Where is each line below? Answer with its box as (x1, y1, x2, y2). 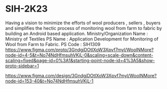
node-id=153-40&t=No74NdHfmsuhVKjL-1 (5, 78, 94, 84)
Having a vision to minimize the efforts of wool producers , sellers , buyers (5, 20, 161, 26)
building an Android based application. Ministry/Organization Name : (5, 30, 148, 36)
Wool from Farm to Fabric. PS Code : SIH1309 (5, 41, 101, 47)
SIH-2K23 (5, 3, 48, 15)
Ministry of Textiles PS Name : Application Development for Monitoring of (5, 36, 159, 42)
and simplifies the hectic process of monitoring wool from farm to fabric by (5, 25, 162, 31)
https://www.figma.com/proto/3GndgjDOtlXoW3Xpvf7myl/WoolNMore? (5, 47, 154, 53)
